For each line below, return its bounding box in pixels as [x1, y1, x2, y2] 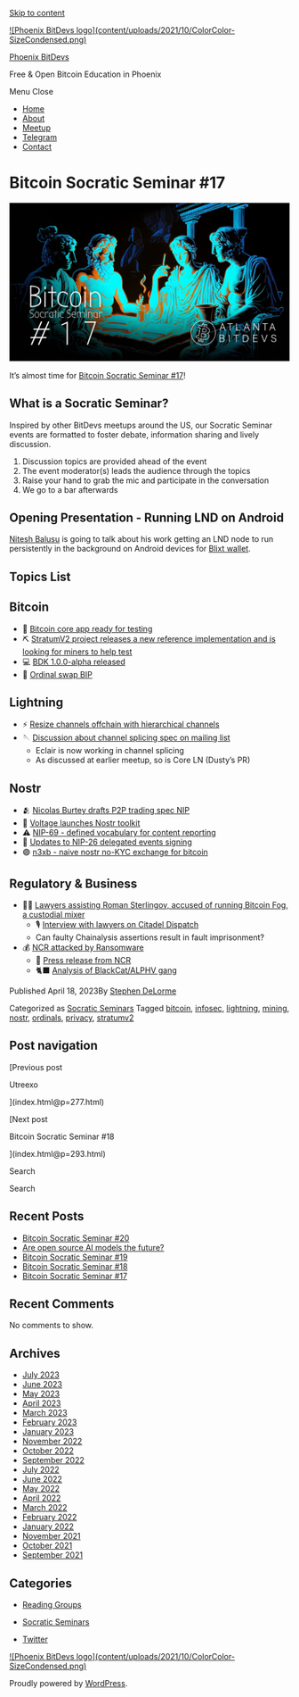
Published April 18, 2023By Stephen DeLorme [9, 986, 177, 996]
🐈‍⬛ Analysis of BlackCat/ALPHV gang [35, 964, 178, 976]
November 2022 [21, 1436, 83, 1447]
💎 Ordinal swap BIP [21, 669, 93, 679]
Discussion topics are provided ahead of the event [21, 455, 207, 467]
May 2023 [21, 1388, 61, 1400]
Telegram [21, 132, 58, 142]
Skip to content [9, 8, 65, 18]
